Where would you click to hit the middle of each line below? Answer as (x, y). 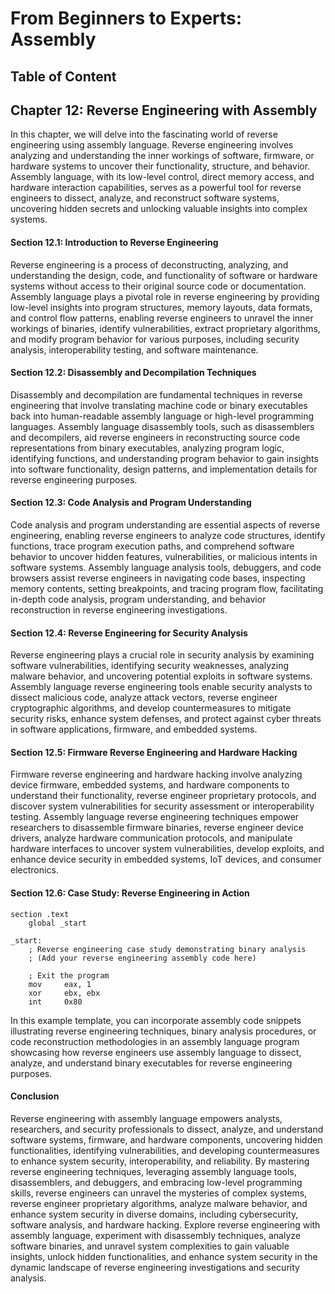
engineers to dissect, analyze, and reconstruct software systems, (145, 198)
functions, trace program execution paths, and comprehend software (152, 546)
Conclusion (35, 1096)
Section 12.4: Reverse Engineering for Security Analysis (129, 633)
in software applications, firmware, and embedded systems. (134, 729)
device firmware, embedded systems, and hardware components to (150, 785)
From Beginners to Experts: (126, 18)
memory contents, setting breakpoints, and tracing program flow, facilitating (167, 588)
